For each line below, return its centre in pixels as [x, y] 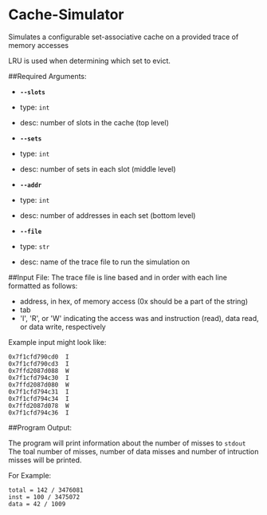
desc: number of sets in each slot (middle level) [98, 168]
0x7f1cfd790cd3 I [39, 364]
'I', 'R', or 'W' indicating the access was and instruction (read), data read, [139, 318]
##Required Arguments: [47, 76]
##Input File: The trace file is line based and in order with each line [118, 277]
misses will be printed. [45, 460]
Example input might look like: [57, 342]
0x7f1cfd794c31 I [39, 392]
